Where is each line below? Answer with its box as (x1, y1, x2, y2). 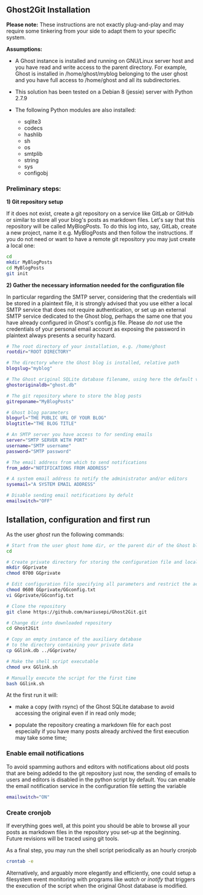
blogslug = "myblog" (6, 366, 53, 372)
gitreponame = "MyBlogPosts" (6, 398, 74, 404)
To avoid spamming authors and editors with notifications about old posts (6, 763, 189, 770)
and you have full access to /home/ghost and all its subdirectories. (14, 76, 181, 83)
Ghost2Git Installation (6, 5, 91, 15)
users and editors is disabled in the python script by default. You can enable (6, 776, 196, 783)
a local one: (6, 242, 35, 250)
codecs (24, 124, 43, 132)
